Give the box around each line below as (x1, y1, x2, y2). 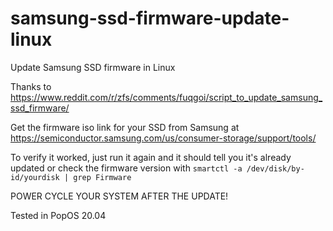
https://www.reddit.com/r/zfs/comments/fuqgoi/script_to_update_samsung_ (10, 91, 323, 103)
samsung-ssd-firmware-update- (10, 7, 290, 30)
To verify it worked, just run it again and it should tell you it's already (10, 151, 292, 163)
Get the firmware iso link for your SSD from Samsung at (10, 121, 240, 133)
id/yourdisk (10, 172, 60, 182)
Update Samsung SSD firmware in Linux (10, 61, 176, 73)
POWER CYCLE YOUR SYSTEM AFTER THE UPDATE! (10, 190, 229, 202)
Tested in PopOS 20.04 (10, 209, 107, 221)
